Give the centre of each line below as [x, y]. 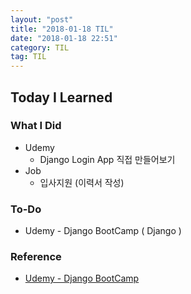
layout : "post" [42, 19]
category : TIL [40, 47]
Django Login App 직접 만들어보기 [107, 159]
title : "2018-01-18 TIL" [62, 29]
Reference [36, 257]
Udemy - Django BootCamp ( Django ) [103, 231]
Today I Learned [61, 97]
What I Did [36, 126]
